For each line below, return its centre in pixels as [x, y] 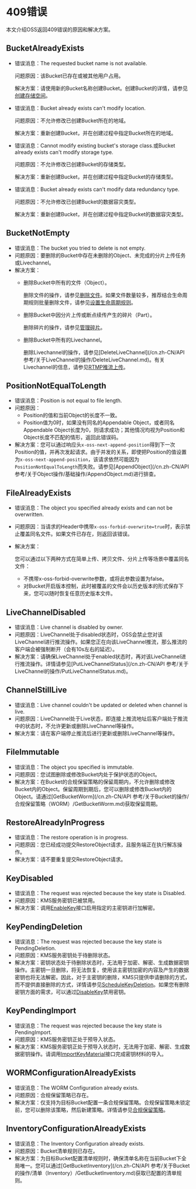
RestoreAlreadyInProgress [56, 823]
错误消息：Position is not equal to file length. [68, 401]
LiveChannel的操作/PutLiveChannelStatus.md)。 [73, 671]
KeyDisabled [30, 878]
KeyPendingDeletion [44, 927]
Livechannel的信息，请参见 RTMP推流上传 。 [76, 367]
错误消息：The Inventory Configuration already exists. [80, 1143]
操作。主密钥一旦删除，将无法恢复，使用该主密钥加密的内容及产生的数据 [102, 970]
